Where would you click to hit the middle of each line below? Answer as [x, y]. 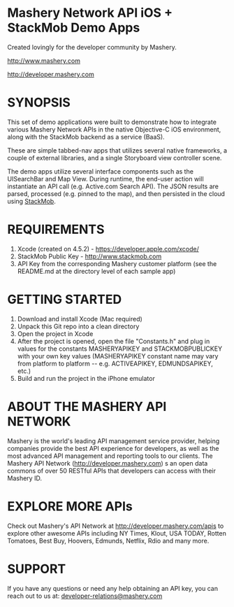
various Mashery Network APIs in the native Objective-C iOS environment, [114, 129]
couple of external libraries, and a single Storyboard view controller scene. [115, 158]
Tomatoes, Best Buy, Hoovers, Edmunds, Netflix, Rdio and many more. [108, 540]
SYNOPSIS [39, 103]
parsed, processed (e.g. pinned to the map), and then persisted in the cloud [116, 193]
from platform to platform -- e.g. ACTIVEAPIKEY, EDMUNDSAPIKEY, [115, 363]
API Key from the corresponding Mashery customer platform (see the [117, 263]
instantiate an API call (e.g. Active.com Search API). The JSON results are [113, 186]
